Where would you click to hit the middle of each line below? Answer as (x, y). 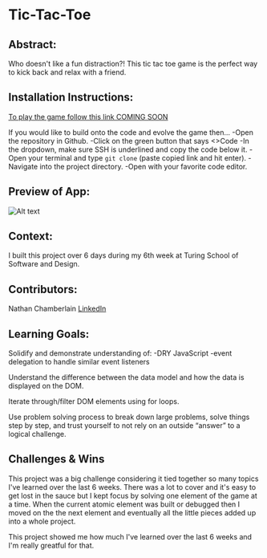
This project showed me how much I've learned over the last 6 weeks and (130, 536)
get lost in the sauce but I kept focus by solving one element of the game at (133, 495)
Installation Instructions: (71, 98)
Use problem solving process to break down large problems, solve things (129, 417)
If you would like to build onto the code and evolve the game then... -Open (131, 132)
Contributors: (43, 289)
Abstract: (32, 45)
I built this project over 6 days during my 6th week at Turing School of (123, 255)
